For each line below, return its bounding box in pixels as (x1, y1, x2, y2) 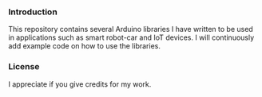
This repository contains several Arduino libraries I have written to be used (8, 25, 253, 34)
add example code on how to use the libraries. (8, 41, 161, 51)
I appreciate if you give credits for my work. (8, 79, 152, 89)
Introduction (8, 6, 58, 17)
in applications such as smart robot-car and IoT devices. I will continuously (8, 33, 255, 42)
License (8, 61, 40, 72)
